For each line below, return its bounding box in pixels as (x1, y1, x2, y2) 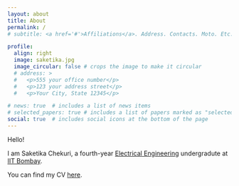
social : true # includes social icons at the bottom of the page (7, 115, 208, 123)
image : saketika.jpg (14, 56, 75, 64)
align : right (14, 50, 53, 57)
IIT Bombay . (7, 156, 43, 165)
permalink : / (7, 24, 46, 31)
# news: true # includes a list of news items (7, 103, 152, 110)
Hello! (7, 135, 25, 143)
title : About (7, 17, 46, 24)
